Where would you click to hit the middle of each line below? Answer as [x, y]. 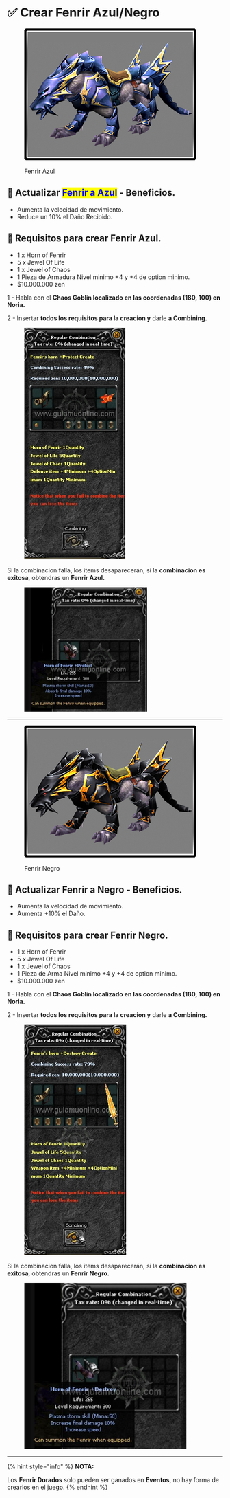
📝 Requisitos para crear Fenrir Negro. [88, 935]
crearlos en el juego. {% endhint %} [57, 1487]
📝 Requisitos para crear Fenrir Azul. [84, 238]
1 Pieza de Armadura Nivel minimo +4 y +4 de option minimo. [103, 277]
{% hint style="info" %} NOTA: [51, 1467]
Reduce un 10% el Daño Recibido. [65, 216]
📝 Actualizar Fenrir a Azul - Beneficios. [91, 193]
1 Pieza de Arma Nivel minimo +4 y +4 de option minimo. [97, 974]
